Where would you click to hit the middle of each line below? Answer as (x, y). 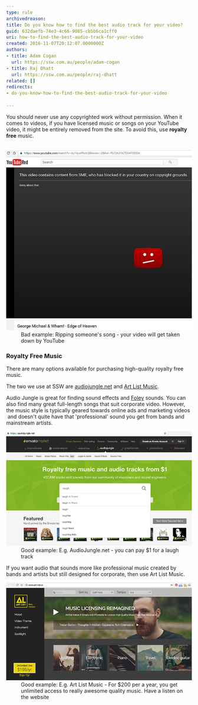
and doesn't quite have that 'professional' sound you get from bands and (96, 417)
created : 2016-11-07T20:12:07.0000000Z (55, 44)
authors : (17, 50)
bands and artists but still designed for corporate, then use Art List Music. (95, 574)
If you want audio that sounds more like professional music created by (91, 568)
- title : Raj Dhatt (30, 68)
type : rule (19, 12)
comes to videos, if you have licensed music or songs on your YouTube (93, 123)
